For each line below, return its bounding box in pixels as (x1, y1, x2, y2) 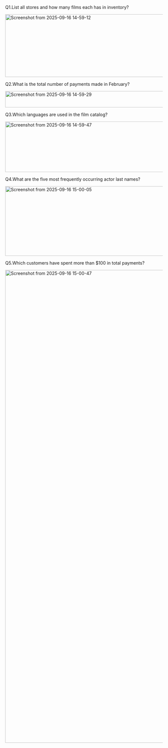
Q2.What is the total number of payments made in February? (5, 81, 130, 87)
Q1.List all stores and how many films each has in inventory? (5, 5, 129, 10)
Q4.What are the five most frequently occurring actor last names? (5, 176, 140, 182)
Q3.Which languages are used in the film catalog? (5, 111, 108, 117)
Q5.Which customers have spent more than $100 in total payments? (5, 260, 145, 266)
